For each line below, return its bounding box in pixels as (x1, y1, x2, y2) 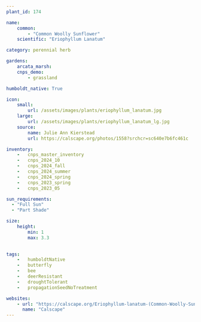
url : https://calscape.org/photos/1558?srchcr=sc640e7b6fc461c (28, 136, 188, 142)
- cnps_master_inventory (17, 152, 84, 158)
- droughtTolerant (17, 279, 68, 285)
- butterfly (17, 262, 52, 269)
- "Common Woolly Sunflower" (28, 31, 100, 37)
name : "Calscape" (22, 306, 66, 312)
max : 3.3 (28, 234, 50, 240)
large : (17, 113, 33, 119)
